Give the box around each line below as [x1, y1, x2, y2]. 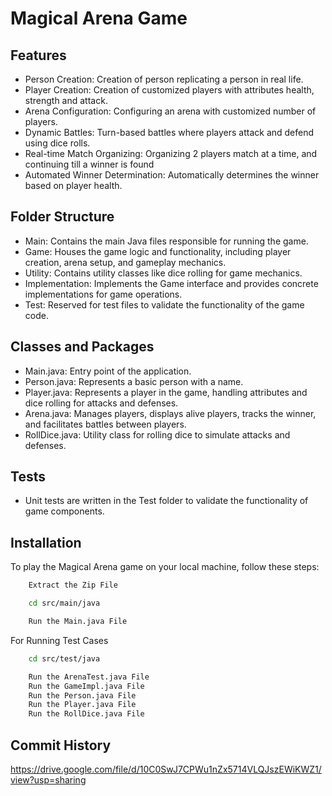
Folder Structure [10, 208, 115, 226]
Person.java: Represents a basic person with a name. [24, 375, 244, 387]
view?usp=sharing [10, 773, 87, 786]
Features [10, 47, 67, 64]
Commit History [10, 737, 112, 754]
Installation [10, 534, 82, 551]
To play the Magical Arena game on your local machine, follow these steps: [10, 561, 320, 573]
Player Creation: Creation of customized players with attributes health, [24, 84, 315, 96]
